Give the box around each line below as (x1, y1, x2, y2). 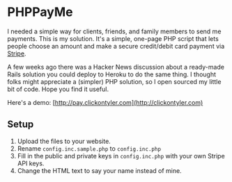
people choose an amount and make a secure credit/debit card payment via (7, 42, 225, 50)
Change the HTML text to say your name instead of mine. (17, 166, 183, 174)
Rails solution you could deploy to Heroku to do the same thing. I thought (7, 70, 217, 78)
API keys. (17, 159, 45, 167)
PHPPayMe (7, 4, 73, 20)
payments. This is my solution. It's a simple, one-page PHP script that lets (7, 34, 219, 42)
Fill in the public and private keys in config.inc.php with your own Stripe (17, 151, 225, 160)
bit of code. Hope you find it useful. (7, 85, 109, 93)
